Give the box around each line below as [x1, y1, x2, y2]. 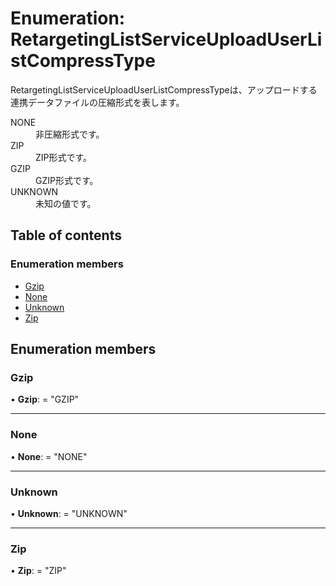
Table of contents [10, 227, 122, 244]
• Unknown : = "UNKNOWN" [10, 507, 128, 519]
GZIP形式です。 [35, 174, 99, 186]
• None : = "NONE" [10, 450, 88, 462]
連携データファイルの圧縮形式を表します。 [10, 96, 185, 108]
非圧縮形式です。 [35, 128, 105, 140]
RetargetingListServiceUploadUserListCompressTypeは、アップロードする [10, 83, 318, 96]
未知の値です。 [35, 197, 97, 209]
